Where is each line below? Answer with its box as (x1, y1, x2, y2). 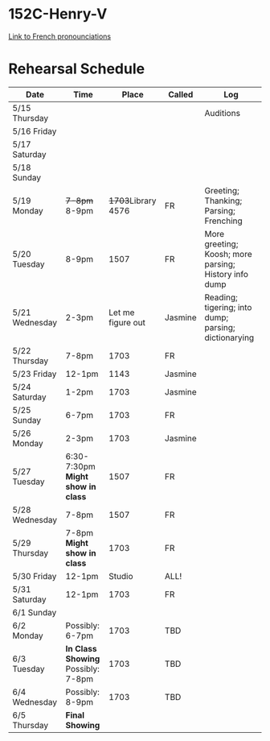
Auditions (204, 107, 241, 118)
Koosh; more (204, 248, 253, 259)
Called (168, 89, 194, 100)
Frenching (204, 215, 243, 226)
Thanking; (204, 195, 243, 206)
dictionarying (204, 332, 255, 343)
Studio (108, 570, 134, 582)
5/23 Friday (12, 368, 57, 379)
